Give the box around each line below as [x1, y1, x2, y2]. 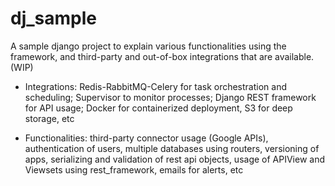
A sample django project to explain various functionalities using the [10, 40, 287, 52]
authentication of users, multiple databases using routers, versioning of [24, 142, 320, 154]
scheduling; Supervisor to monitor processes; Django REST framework [24, 91, 317, 103]
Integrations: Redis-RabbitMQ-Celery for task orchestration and [24, 80, 287, 92]
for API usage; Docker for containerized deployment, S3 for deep [24, 102, 293, 114]
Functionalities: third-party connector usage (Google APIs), [24, 132, 269, 144]
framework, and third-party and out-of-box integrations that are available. [10, 50, 315, 62]
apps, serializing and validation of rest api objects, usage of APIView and [24, 153, 326, 165]
